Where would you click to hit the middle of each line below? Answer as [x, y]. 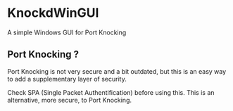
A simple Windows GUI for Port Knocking [67, 32]
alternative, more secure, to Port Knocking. [70, 100]
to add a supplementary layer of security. [67, 79]
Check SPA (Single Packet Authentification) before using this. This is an [111, 92]
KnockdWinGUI [53, 13]
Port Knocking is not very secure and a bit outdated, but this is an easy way [117, 71]
